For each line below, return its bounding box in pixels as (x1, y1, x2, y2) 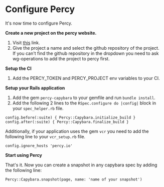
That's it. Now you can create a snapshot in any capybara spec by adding (5, 162, 157, 168)
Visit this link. (12, 39, 40, 46)
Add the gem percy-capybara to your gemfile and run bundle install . (12, 95, 155, 101)
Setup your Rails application (5, 84, 65, 91)
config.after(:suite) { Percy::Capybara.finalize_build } (5, 119, 129, 124)
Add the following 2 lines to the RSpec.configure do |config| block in (12, 100, 156, 106)
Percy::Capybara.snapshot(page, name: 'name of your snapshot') (5, 177, 142, 182)
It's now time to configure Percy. (5, 20, 73, 26)
